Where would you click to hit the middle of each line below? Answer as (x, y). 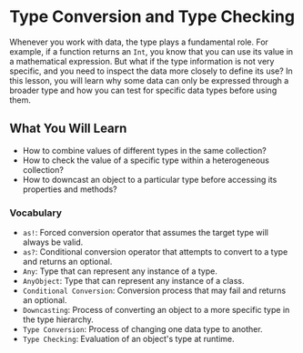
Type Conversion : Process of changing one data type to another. (142, 329)
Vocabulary (35, 213)
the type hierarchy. (58, 319)
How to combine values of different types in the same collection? (144, 150)
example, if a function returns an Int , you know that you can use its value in (151, 51)
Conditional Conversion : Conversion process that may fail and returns (154, 291)
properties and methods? (70, 189)
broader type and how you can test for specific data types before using (143, 90)
